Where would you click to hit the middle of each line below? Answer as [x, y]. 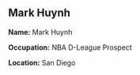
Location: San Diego [42, 62]
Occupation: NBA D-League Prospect [70, 47]
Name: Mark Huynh [40, 32]
